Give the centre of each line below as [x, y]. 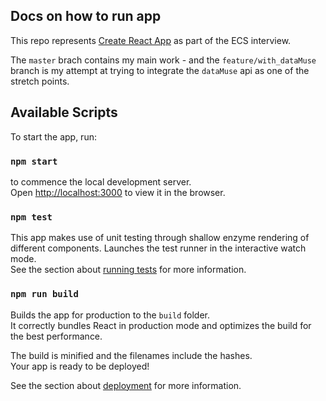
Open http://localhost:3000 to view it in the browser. [118, 192]
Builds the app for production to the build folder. [110, 315]
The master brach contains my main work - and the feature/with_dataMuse [163, 60]
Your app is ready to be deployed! [80, 366]
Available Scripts [64, 112]
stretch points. [40, 81]
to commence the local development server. [101, 181]
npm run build [44, 294]
